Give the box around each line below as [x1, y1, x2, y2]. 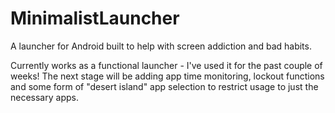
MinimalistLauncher [10, 7, 180, 30]
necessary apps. [10, 91, 79, 103]
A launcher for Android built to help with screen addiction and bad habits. [10, 40, 312, 52]
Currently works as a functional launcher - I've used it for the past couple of [10, 59, 323, 71]
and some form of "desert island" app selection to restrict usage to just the [10, 80, 319, 92]
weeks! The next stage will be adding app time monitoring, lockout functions [10, 70, 325, 82]
